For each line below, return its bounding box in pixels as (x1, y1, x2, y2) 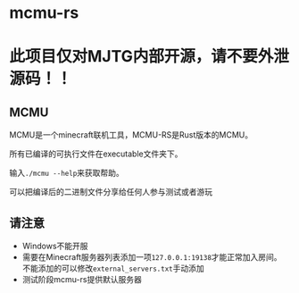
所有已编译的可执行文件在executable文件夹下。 (9, 148, 183, 159)
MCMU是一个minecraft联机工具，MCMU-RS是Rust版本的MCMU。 (9, 130, 253, 140)
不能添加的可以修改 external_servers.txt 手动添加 (21, 263, 204, 273)
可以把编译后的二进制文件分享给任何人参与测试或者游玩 (9, 187, 212, 197)
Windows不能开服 (21, 240, 88, 251)
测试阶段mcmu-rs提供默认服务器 (21, 274, 143, 284)
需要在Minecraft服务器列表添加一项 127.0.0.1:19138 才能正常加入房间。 (21, 252, 283, 262)
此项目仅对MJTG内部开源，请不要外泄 (9, 46, 290, 67)
